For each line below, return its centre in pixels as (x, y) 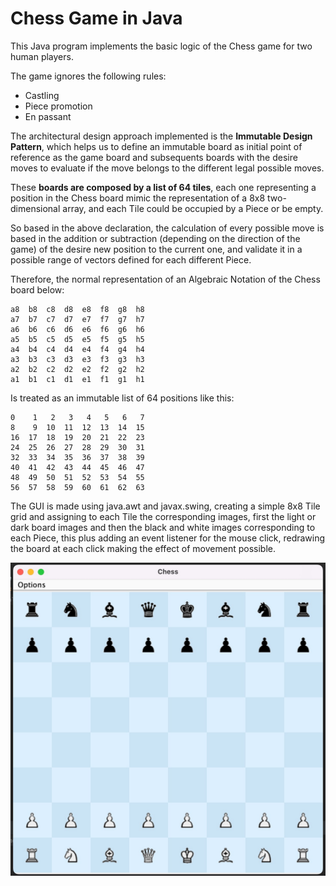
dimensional (35, 208)
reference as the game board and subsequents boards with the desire (154, 157)
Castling (42, 95)
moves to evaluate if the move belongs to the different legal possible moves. (167, 168)
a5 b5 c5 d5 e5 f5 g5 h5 (77, 339)
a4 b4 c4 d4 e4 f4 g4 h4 (77, 349)
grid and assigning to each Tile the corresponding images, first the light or (163, 516)
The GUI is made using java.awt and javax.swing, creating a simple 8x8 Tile (165, 506)
